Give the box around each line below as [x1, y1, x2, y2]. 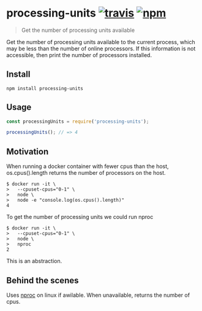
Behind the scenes [6, 275, 79, 285]
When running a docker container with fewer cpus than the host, [6, 163, 170, 170]
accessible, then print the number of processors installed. [6, 51, 152, 58]
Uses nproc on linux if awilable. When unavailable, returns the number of [6, 291, 190, 299]
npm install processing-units [6, 85, 84, 91]
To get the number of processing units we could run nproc [6, 213, 154, 221]
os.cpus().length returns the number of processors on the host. [6, 169, 166, 177]
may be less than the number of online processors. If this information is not [6, 45, 196, 52]
